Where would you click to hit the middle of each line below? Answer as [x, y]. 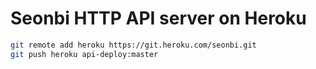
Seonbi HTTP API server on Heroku [158, 18]
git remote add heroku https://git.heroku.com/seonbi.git [133, 45]
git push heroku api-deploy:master [84, 54]
